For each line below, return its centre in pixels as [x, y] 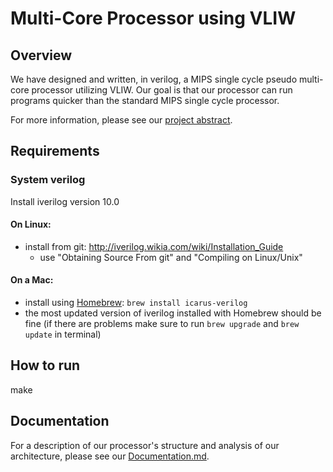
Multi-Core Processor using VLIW [153, 18]
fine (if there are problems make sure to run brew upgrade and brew [162, 324]
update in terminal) [63, 334]
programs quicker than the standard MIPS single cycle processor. [145, 100]
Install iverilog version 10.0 [65, 201]
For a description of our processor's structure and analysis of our [145, 445]
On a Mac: [32, 280]
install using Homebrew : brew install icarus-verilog [136, 303]
